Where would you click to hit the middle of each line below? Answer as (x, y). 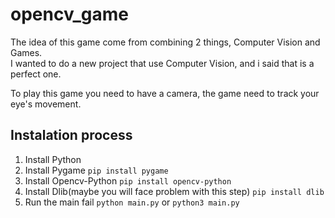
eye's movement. (46, 104)
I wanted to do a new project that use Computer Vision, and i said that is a (162, 63)
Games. (26, 52)
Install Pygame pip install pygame (96, 170)
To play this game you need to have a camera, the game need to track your (165, 93)
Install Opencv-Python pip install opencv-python (128, 180)
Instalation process (71, 135)
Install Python (53, 159)
